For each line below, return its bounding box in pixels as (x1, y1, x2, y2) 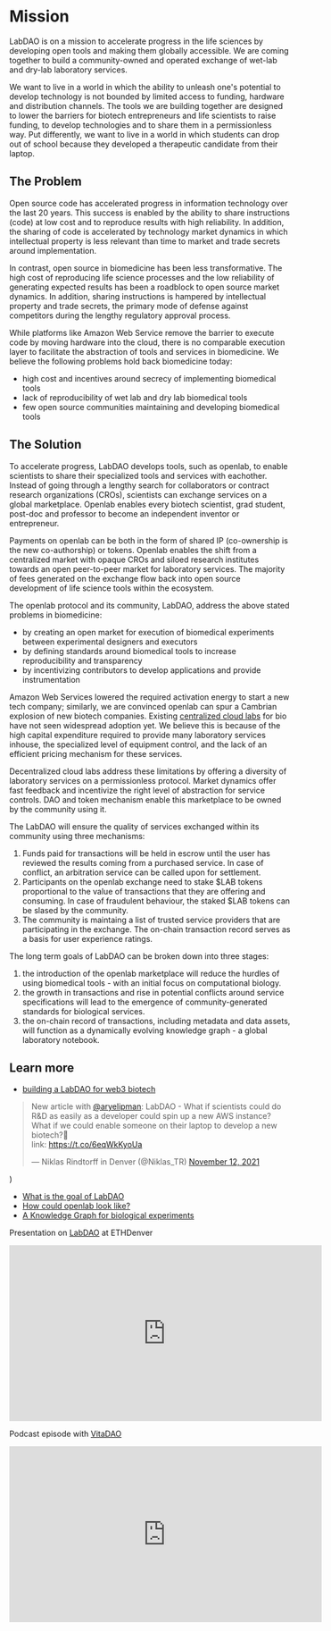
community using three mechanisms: (9, 830, 145, 841)
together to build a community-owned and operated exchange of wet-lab (9, 55, 278, 65)
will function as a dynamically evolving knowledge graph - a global (21, 1025, 268, 1036)
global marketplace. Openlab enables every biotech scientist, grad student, (9, 499, 285, 509)
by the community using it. (9, 803, 107, 814)
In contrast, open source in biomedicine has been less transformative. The (9, 262, 283, 273)
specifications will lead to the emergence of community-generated (21, 996, 268, 1007)
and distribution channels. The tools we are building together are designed (9, 100, 284, 111)
